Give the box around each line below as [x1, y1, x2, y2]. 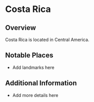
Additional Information [5, 79, 77, 87]
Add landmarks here [12, 64, 54, 70]
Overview [5, 23, 36, 32]
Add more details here [12, 92, 58, 98]
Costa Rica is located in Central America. [5, 36, 89, 42]
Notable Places [5, 51, 53, 59]
